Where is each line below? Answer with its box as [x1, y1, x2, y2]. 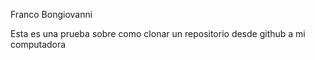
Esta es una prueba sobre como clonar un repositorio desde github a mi [10, 28, 306, 39]
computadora [10, 39, 67, 50]
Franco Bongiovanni [10, 9, 93, 20]
